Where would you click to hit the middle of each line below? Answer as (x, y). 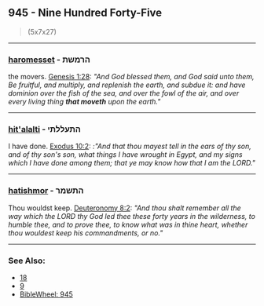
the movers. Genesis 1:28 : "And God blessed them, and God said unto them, (131, 77)
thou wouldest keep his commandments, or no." (86, 233)
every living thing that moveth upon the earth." (84, 102)
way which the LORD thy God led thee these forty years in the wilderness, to (132, 216)
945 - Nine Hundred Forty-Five (85, 13)
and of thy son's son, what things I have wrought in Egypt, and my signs (125, 155)
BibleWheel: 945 (46, 294)
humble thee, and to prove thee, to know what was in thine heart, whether (128, 224)
